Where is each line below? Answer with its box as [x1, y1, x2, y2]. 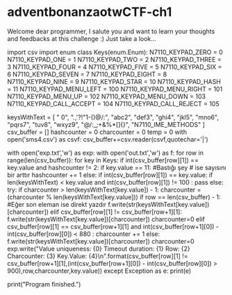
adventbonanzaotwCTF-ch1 [7, 4, 172, 20]
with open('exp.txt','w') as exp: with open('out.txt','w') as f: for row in [7, 149, 204, 157]
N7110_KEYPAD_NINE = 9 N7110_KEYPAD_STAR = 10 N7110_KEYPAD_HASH [7, 77, 221, 85]
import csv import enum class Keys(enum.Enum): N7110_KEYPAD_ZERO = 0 [7, 48, 224, 56]
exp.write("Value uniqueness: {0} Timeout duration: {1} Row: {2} [7, 244, 191, 253]
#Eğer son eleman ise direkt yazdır [7, 200, 106, 208]
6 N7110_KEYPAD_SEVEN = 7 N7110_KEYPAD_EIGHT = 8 [7, 70, 167, 78]
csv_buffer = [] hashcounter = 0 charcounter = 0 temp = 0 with [7, 128, 188, 136]
